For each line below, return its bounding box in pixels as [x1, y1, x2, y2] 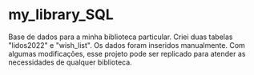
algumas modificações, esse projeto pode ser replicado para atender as [8, 49, 246, 58]
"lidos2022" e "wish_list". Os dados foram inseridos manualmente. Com [8, 40, 246, 49]
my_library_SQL [8, 6, 114, 24]
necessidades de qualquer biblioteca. [8, 57, 132, 67]
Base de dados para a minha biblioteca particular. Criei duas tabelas [8, 32, 233, 41]
